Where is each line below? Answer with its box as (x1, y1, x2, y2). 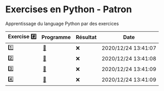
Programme (41, 34, 71, 41)
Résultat (76, 34, 97, 41)
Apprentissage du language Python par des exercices (5, 20, 119, 27)
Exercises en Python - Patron (5, 4, 132, 15)
